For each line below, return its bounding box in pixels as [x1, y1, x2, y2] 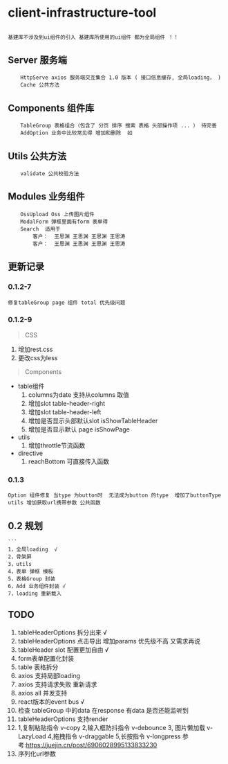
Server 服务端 [8, 54, 68, 66]
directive [17, 449, 44, 457]
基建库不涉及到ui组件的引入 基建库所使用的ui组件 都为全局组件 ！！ [8, 33, 179, 41]
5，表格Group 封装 [8, 575, 56, 583]
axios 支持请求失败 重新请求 [17, 680, 97, 689]
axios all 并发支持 [17, 689, 68, 697]
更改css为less [17, 353, 58, 362]
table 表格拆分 [17, 663, 59, 671]
